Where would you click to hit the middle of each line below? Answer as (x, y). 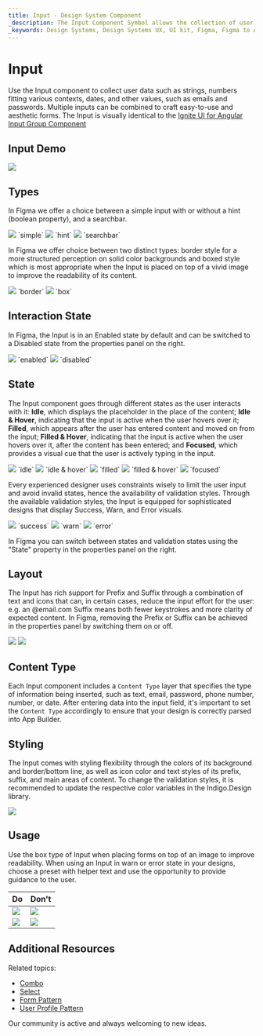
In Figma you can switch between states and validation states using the (123, 541)
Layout (25, 574)
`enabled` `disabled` (55, 359)
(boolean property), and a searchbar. (68, 219)
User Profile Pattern (51, 1008)
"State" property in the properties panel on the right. (93, 549)
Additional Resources (61, 949)
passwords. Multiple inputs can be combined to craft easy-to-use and (121, 108)
